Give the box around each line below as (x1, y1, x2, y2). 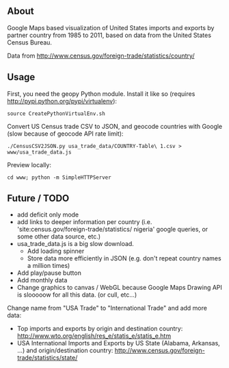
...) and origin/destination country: (16, 346, 113, 355)
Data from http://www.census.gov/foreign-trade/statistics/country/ (7, 51, 195, 60)
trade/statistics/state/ (16, 354, 78, 362)
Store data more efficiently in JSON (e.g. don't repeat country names (27, 254, 221, 262)
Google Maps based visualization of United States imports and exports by (7, 23, 215, 32)
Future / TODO (7, 193, 70, 204)
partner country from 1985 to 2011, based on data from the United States (7, 31, 212, 39)
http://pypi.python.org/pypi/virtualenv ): (7, 97, 118, 105)
